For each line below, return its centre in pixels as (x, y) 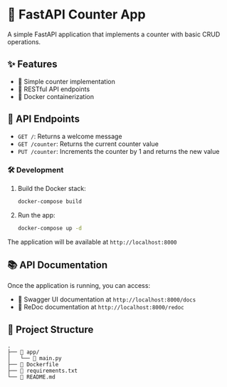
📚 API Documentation (58, 265)
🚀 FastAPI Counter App (76, 15)
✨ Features (32, 64)
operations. (24, 41)
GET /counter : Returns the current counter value (88, 144)
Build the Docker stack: (52, 188)
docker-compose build (49, 201)
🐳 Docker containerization (56, 96)
